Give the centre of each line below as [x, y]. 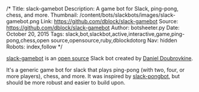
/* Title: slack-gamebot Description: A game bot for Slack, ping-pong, [92, 9]
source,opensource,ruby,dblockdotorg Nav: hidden [114, 40]
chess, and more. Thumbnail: [42, 15]
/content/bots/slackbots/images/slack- [127, 15]
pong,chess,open [28, 40]
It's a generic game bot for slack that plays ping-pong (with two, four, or [96, 70]
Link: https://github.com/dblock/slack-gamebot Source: [109, 21]
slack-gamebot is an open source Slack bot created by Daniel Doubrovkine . [100, 58]
